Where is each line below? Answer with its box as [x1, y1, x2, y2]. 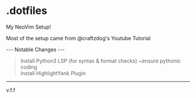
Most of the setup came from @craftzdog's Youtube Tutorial [6, 34, 150, 41]
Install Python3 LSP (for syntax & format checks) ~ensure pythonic [20, 57, 181, 64]
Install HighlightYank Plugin [20, 69, 86, 76]
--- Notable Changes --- [6, 45, 65, 53]
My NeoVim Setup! [6, 23, 51, 30]
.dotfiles [6, 4, 48, 17]
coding [20, 63, 38, 71]
